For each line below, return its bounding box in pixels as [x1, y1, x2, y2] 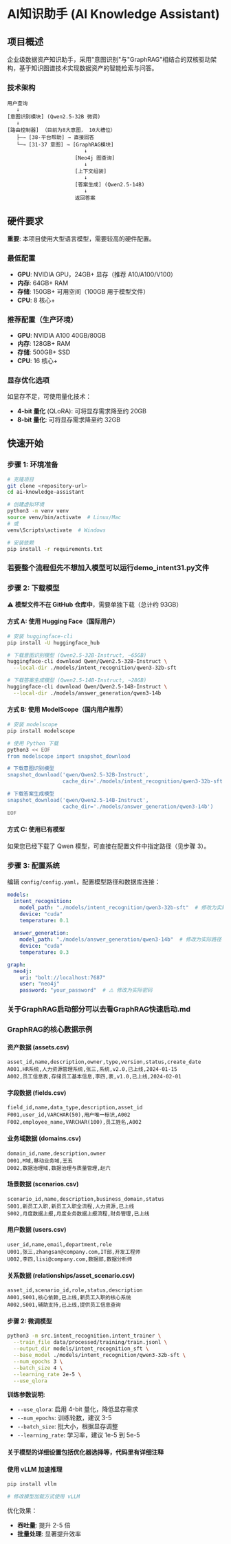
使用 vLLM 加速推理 [7, 1465, 63, 1473]
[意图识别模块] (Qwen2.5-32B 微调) [7, 113, 101, 120]
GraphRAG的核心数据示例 [7, 1025, 93, 1034]
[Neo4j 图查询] [74, 155, 115, 162]
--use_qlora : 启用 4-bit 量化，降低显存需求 [16, 1405, 139, 1413]
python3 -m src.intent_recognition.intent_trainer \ [7, 1332, 162, 1340]
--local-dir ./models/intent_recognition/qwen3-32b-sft [13, 664, 177, 671]
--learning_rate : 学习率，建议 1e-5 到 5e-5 [16, 1431, 140, 1439]
